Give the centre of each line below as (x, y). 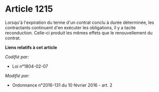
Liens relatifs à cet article (31, 47)
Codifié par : (17, 56)
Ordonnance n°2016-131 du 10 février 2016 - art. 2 (62, 85)
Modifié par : (18, 75)
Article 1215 (29, 9)
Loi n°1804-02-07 (30, 66)
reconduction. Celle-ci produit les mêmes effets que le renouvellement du (79, 33)
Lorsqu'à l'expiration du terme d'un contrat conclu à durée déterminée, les (79, 22)
